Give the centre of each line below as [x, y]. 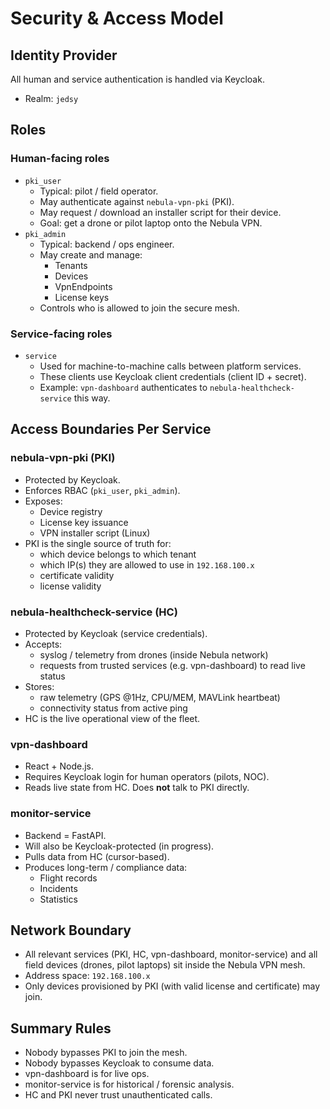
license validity [70, 586]
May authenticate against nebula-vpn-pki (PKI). [137, 201]
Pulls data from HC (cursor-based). [97, 856]
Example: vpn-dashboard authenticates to [123, 387]
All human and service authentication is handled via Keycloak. [137, 79]
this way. [92, 398]
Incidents [58, 888]
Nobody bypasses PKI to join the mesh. [106, 1053]
